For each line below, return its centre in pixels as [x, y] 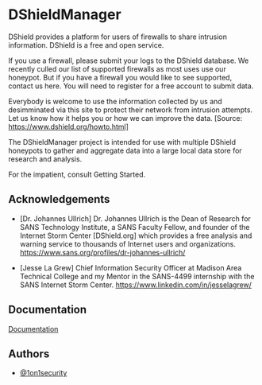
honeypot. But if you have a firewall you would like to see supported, [120, 77]
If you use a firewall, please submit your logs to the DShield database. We [129, 60]
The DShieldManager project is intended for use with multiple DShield [122, 142]
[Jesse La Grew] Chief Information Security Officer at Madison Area [131, 267]
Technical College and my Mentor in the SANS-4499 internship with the [137, 276]
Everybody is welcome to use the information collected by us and [115, 101]
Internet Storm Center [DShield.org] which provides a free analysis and [136, 235]
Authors [29, 354]
